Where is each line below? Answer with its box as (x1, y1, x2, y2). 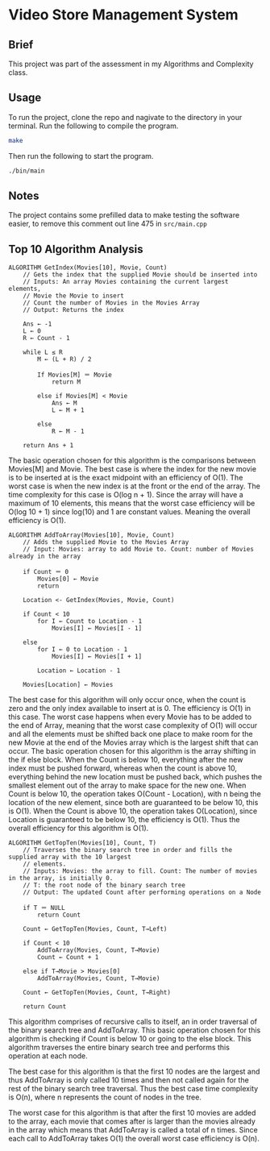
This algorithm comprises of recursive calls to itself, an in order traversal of (8, 1017, 258, 1027)
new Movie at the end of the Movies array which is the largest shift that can (8, 738, 259, 747)
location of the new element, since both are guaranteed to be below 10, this (8, 798, 259, 808)
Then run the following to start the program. (8, 151, 154, 160)
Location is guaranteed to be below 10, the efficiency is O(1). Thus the (8, 815, 240, 825)
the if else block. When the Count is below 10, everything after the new (8, 755, 243, 765)
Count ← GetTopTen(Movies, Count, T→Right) (23, 989, 172, 997)
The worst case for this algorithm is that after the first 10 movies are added (8, 1108, 256, 1118)
